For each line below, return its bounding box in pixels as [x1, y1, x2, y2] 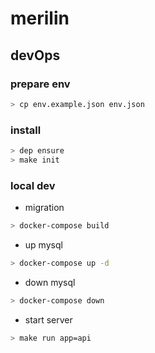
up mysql [24, 238, 63, 251]
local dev [10, 178, 56, 192]
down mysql [24, 276, 76, 288]
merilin [10, 7, 70, 30]
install [10, 123, 42, 137]
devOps [10, 47, 61, 64]
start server [24, 313, 73, 326]
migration [24, 202, 65, 214]
